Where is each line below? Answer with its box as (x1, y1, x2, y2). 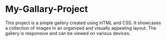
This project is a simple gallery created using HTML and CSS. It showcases (5, 20, 161, 26)
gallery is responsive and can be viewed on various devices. (5, 30, 131, 36)
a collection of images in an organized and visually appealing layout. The (5, 25, 156, 31)
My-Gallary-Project (5, 3, 88, 15)
